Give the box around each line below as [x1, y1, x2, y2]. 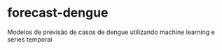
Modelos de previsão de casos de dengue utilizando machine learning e [7, 28, 215, 36]
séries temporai [7, 35, 53, 43]
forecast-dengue [7, 5, 109, 21]
